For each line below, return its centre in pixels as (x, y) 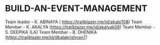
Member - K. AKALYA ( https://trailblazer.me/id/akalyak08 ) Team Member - (80, 27)
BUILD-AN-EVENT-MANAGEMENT (76, 8)
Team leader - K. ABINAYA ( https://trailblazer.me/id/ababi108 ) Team (74, 22)
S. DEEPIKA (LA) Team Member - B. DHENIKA (51, 32)
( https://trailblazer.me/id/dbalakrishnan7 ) (46, 37)
